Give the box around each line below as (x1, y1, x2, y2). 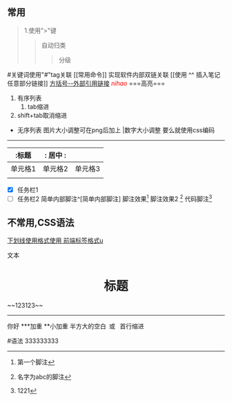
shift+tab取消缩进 (17, 111, 68, 119)
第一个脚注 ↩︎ (17, 358, 55, 366)
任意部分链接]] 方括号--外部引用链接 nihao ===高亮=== (7, 79, 166, 87)
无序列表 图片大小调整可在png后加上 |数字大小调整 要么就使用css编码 (17, 125, 215, 134)
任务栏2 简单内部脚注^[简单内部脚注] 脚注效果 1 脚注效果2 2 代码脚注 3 (17, 193, 213, 203)
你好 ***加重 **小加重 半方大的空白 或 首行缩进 (7, 322, 144, 330)
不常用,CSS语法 (7, 217, 75, 229)
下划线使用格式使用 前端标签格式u (7, 236, 104, 244)
